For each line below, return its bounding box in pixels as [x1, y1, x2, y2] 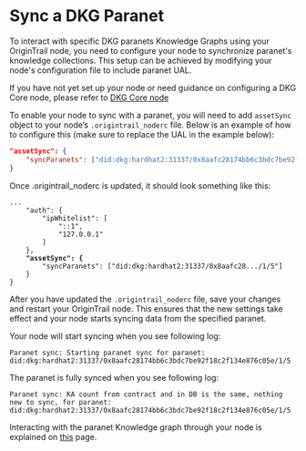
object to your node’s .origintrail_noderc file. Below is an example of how [9, 119, 291, 130]
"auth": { [25, 206, 64, 215]
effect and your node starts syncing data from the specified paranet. [9, 313, 267, 323]
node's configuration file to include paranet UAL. [9, 65, 192, 76]
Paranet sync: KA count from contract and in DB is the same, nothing [9, 389, 283, 399]
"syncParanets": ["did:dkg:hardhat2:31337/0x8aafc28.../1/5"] [42, 261, 283, 271]
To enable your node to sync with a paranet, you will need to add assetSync [9, 109, 291, 120]
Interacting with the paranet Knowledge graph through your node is [9, 421, 262, 433]
